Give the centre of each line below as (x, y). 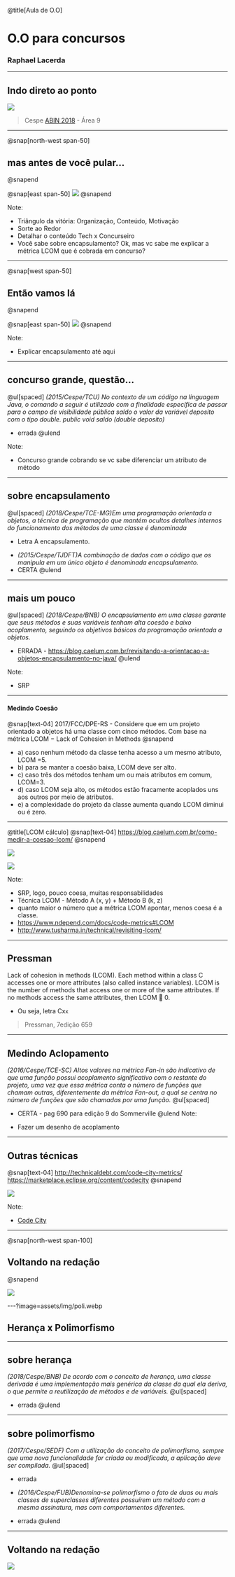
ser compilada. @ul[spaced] (48, 1466)
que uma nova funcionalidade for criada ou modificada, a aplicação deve (114, 1458)
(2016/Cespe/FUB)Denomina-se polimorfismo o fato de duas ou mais (117, 1493)
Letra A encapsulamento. (54, 541)
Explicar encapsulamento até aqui (66, 351)
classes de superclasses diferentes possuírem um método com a (111, 1500)
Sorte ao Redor (39, 229)
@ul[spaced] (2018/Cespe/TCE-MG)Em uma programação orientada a (109, 513)
